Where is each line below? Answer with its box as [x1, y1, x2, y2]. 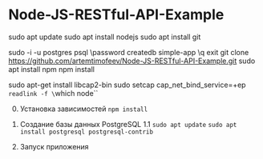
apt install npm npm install [8, 64, 95, 74]
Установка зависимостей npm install [19, 104, 148, 113]
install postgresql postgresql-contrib [19, 128, 154, 136]
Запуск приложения [19, 141, 90, 151]
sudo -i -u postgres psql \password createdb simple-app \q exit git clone [8, 47, 249, 57]
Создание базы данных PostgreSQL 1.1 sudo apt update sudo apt [19, 119, 237, 129]
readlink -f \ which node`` [8, 88, 99, 97]
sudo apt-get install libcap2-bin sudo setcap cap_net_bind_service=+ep [8, 80, 246, 89]
